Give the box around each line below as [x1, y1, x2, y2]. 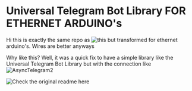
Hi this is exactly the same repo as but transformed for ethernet [6, 36, 178, 43]
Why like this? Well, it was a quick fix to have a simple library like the [6, 54, 174, 61]
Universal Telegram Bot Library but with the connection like [6, 60, 152, 67]
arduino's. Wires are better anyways [6, 43, 95, 50]
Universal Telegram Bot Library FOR [6, 4, 186, 18]
